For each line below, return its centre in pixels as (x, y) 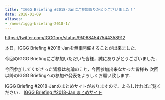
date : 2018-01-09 (23, 14)
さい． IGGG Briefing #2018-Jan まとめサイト (56, 92)
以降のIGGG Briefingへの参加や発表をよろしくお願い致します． (69, 76)
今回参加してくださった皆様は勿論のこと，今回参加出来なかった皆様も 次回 (82, 69)
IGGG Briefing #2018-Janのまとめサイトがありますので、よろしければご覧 (81, 86)
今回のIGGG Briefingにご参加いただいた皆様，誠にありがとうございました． (82, 59)
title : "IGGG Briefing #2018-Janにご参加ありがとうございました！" (70, 10)
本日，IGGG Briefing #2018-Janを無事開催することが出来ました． (72, 48)
